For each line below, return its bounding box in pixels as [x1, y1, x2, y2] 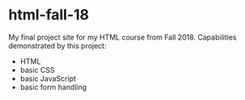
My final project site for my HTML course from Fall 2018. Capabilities [8, 32, 237, 42]
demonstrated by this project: [8, 40, 107, 50]
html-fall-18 [8, 6, 90, 24]
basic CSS [19, 65, 55, 74]
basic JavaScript [19, 73, 77, 83]
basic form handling [19, 82, 87, 92]
